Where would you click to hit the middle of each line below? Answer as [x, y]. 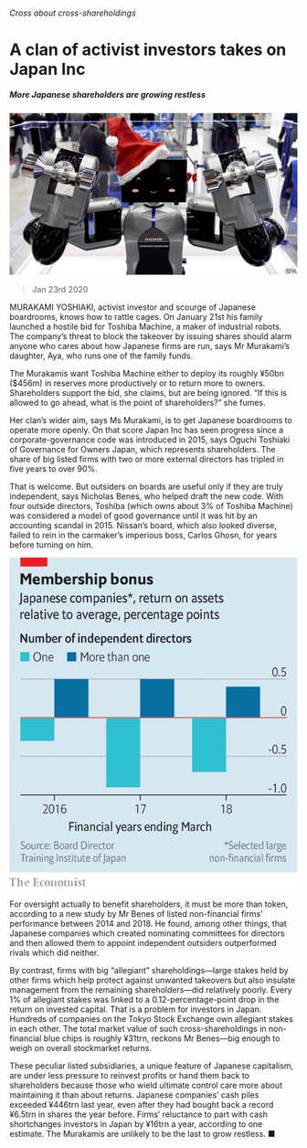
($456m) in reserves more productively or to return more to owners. [138, 383]
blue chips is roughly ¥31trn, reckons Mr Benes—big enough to [162, 1038]
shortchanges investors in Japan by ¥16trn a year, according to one [136, 1124]
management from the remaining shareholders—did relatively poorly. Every [151, 990]
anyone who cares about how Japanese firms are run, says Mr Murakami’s [150, 346]
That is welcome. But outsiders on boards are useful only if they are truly [146, 487]
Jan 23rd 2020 [60, 290]
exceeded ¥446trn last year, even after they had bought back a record [142, 1105]
